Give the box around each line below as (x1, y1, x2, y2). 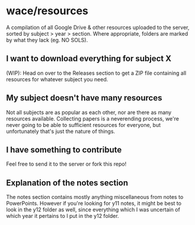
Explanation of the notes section (6, 178, 129, 188)
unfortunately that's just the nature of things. (6, 128, 116, 135)
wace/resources (6, 4, 89, 18)
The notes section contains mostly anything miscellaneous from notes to (6, 194, 184, 201)
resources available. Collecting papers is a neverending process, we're (6, 115, 180, 122)
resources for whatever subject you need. (6, 75, 108, 83)
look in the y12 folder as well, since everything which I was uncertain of (6, 206, 181, 213)
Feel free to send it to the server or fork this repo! (6, 160, 127, 167)
